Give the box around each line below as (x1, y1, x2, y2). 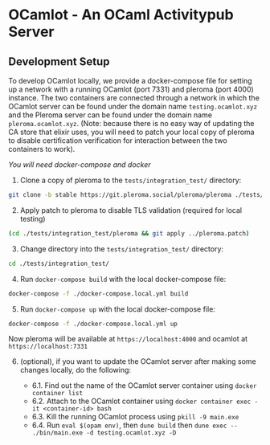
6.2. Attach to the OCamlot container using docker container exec (31, 396, 252, 406)
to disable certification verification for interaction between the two (8, 136, 227, 145)
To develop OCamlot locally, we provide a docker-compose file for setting (8, 76, 252, 85)
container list (31, 390, 83, 398)
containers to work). (8, 145, 76, 153)
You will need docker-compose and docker (8, 160, 151, 169)
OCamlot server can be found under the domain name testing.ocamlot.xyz (8, 102, 258, 111)
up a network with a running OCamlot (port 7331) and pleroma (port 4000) (8, 84, 255, 94)
